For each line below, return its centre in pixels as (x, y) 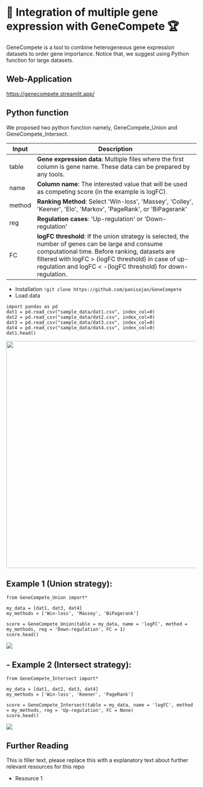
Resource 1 (29, 778)
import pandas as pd (32, 306)
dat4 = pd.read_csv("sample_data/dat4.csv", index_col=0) (81, 328)
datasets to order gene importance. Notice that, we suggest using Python (98, 53)
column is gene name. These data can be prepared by (114, 166)
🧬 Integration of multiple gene (82, 12)
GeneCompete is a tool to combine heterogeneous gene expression (90, 47)
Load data (27, 295)
